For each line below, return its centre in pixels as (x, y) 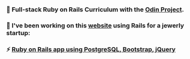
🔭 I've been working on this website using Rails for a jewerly (95, 25)
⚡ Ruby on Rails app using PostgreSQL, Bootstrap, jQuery (91, 49)
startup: (18, 33)
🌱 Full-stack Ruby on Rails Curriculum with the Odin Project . (95, 10)
